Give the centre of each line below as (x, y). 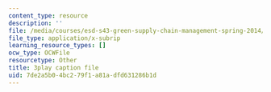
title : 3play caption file (54, 68)
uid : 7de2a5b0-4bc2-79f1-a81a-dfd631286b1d (83, 75)
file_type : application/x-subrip (65, 38)
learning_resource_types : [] (57, 46)
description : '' (35, 23)
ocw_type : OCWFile (39, 53)
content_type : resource (48, 16)
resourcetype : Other (43, 61)
